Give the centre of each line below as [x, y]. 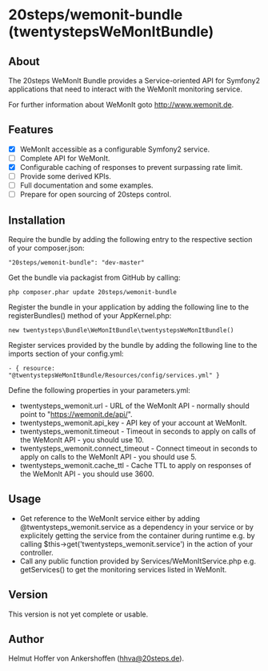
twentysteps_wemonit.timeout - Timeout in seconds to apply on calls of [138, 431]
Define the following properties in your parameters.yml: [99, 390]
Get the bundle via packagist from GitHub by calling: [94, 277]
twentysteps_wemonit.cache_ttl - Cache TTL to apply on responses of [136, 465]
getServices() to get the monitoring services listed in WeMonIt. [123, 569]
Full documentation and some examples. [86, 185]
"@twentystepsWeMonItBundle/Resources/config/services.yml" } [114, 375]
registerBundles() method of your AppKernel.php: [90, 315]
